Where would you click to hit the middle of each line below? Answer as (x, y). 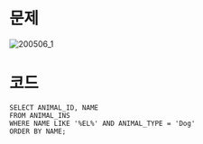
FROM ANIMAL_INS (40, 115)
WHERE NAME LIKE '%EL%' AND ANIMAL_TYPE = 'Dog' (102, 123)
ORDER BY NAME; (38, 131)
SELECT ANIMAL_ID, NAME (54, 108)
